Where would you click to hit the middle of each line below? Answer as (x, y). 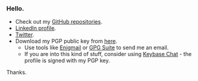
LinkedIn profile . (35, 28)
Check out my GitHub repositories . (59, 22)
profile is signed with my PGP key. (67, 61)
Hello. (15, 9)
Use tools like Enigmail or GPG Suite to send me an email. (97, 48)
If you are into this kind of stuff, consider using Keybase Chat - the (108, 54)
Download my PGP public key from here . (66, 41)
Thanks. (16, 72)
